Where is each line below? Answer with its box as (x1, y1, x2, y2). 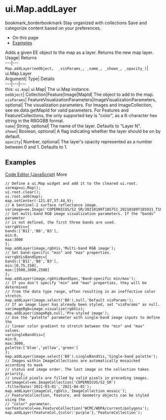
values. (5, 328, 21, 333)
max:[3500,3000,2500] (5, 267, 50, 272)
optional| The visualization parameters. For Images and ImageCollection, (5, 102, 153, 108)
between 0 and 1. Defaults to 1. (5, 144, 68, 150)
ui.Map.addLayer (5, 3, 77, 15)
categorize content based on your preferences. (5, 25, 101, 31)
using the (5, 397, 26, 402)
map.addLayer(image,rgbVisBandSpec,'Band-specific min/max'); (5, 276, 136, 281)
